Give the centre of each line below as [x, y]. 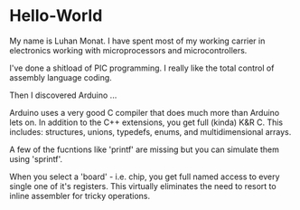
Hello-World [56, 16]
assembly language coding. [61, 77]
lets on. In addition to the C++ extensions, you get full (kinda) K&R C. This [146, 122]
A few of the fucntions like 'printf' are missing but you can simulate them [145, 149]
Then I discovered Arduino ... [63, 95]
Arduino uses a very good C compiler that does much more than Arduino [145, 112]
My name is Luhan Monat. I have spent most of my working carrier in [137, 41]
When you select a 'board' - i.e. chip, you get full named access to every [145, 177]
